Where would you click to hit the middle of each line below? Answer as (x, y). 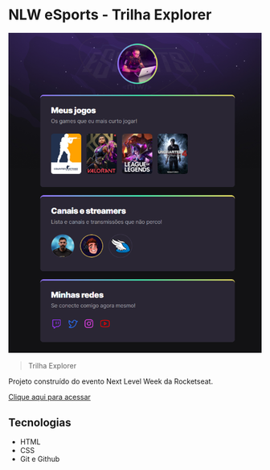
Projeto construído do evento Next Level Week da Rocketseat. (111, 381)
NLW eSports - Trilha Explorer (110, 15)
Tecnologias (40, 422)
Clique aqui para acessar (49, 397)
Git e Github (40, 459)
